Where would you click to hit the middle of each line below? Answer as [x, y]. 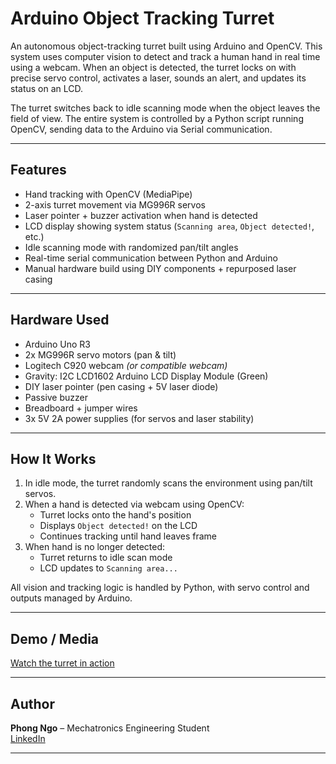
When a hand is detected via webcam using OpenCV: [134, 504]
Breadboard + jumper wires [81, 408]
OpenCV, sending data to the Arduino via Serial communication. [141, 129]
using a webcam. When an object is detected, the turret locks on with [153, 67]
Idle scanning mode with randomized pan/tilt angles [131, 247]
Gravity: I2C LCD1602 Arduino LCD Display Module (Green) [146, 376]
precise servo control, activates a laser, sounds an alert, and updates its [158, 78]
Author [32, 703]
